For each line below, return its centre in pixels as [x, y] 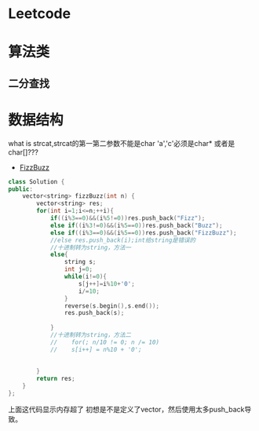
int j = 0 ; [78, 269]
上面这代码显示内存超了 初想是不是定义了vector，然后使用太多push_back [126, 409]
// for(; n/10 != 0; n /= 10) [104, 342]
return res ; [56, 379]
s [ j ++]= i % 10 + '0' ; [106, 283]
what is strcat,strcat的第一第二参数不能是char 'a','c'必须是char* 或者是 [122, 143]
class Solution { [36, 181]
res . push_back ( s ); [94, 313]
